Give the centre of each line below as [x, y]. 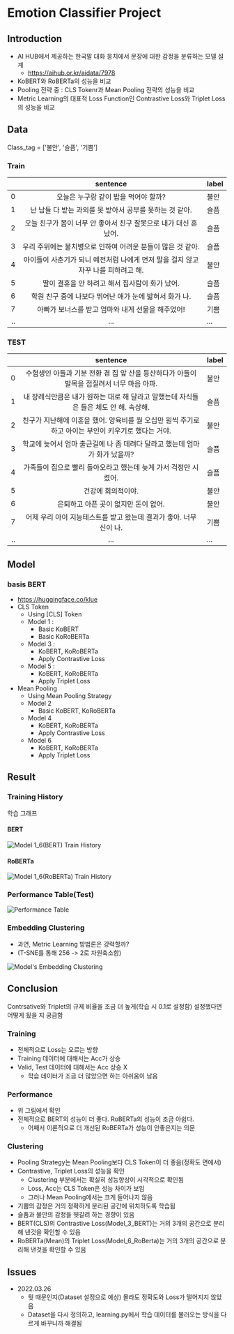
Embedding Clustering [46, 928]
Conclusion [33, 989]
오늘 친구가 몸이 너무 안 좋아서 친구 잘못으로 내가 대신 [107, 223]
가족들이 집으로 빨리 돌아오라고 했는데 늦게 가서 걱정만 [107, 468]
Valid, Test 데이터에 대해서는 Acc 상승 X [72, 1067]
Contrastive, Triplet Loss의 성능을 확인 [71, 1171]
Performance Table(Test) [50, 895]
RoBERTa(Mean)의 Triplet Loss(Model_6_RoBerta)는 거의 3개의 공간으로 [118, 1241]
